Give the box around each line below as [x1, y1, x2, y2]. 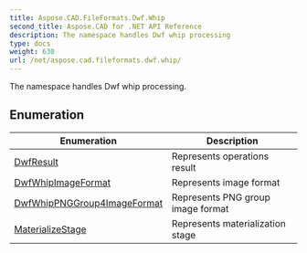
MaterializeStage [14, 223, 87, 236]
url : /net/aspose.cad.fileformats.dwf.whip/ [9, 56, 182, 65]
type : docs [9, 38, 51, 48]
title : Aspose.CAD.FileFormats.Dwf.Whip [9, 13, 166, 23]
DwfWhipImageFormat [14, 175, 111, 188]
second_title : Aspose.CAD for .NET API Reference [9, 22, 203, 31]
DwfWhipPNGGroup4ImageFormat [14, 196, 163, 209]
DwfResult [14, 155, 59, 168]
